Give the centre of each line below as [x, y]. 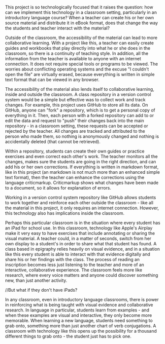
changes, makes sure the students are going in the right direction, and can [81, 162]
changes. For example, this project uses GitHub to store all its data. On [77, 105]
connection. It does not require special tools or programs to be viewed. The [82, 64]
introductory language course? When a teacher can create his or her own [80, 18]
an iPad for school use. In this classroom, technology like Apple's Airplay [79, 228]
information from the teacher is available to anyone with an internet [73, 58]
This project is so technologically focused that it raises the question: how [79, 7]
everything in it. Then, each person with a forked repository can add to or [80, 115]
